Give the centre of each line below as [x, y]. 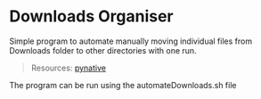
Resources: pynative [69, 68]
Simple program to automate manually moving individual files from [130, 41]
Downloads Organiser [91, 16]
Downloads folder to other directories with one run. [103, 50]
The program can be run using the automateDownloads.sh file [123, 85]
